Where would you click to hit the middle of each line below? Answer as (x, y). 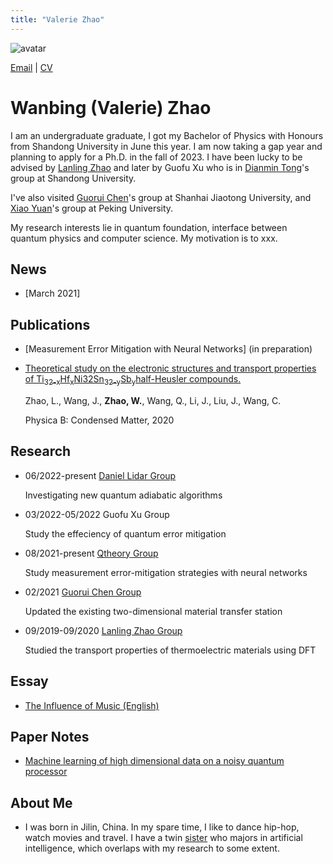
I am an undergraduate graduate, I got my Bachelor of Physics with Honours (167, 135)
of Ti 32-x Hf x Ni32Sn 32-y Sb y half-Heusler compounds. (133, 380)
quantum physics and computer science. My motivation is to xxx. (144, 238)
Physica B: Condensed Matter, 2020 (99, 420)
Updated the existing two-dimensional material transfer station (153, 611)
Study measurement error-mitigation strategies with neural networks (166, 572)
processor (46, 772)
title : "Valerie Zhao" (57, 19)
